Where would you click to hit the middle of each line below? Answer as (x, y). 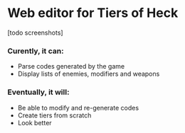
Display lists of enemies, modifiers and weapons (89, 74)
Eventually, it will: (38, 92)
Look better (35, 122)
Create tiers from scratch (54, 115)
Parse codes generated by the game (71, 66)
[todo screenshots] (35, 33)
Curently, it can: (36, 51)
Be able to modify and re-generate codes (78, 108)
